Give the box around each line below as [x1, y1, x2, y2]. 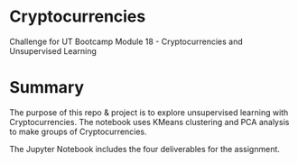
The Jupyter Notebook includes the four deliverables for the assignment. [9, 143, 280, 154]
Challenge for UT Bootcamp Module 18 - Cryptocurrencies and [9, 36, 244, 47]
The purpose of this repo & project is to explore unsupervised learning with [9, 106, 289, 118]
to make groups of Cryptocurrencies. [9, 126, 147, 137]
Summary [9, 77, 84, 98]
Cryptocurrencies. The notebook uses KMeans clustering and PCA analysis [9, 116, 290, 127]
